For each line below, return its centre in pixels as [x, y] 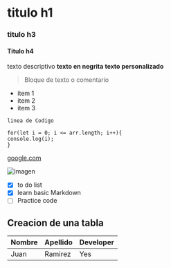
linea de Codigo [30, 121]
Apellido [58, 242]
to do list [30, 185]
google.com [24, 158]
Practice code [37, 201]
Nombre [24, 242]
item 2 [26, 101]
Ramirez [58, 254]
